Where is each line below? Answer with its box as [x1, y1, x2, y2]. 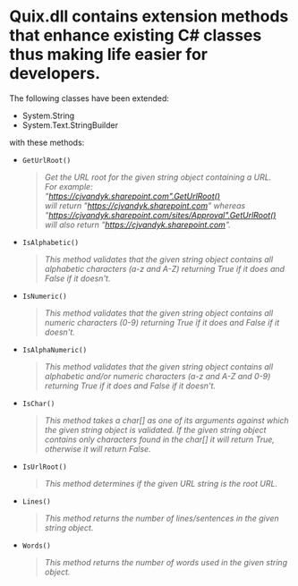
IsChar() [21, 399, 55, 408]
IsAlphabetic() [21, 238, 80, 247]
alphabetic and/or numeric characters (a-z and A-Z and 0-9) [44, 370, 271, 381]
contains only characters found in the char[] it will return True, [44, 434, 276, 445]
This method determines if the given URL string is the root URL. [44, 478, 278, 488]
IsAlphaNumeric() [21, 345, 88, 354]
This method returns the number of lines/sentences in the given [44, 513, 279, 523]
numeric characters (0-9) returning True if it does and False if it [44, 317, 280, 327]
